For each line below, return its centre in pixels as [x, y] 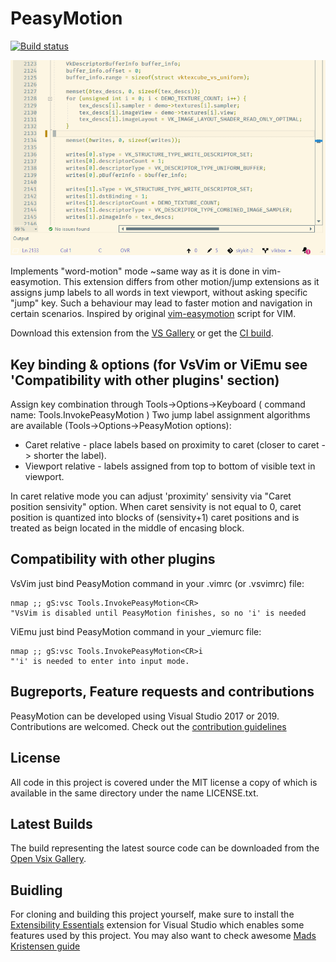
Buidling [36, 890]
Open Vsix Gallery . [48, 859]
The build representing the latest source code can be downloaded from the [165, 848]
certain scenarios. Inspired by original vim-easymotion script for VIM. [153, 314]
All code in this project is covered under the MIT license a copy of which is [164, 782]
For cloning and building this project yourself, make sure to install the [152, 914]
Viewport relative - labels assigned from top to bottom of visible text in [170, 466]
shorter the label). [70, 456]
